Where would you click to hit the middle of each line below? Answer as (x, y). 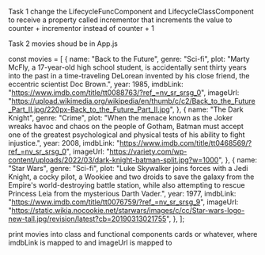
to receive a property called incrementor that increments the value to (120, 20)
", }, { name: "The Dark (206, 109)
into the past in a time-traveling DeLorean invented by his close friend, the (129, 76)
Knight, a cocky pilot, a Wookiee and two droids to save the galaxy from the (131, 177)
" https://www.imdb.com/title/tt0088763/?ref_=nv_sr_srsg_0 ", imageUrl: (124, 93)
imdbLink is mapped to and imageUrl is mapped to (90, 242)
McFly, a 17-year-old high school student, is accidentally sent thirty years (128, 67)
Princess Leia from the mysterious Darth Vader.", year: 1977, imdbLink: (122, 194)
